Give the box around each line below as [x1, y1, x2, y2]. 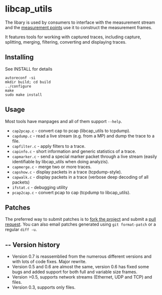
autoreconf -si [5, 75, 36, 80]
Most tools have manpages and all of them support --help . [5, 118, 122, 124]
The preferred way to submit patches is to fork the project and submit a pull [5, 217, 156, 222]
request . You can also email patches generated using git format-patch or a [5, 221, 156, 227]
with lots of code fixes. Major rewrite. [12, 259, 87, 264]
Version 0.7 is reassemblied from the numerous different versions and [12, 253, 152, 260]
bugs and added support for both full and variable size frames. [12, 269, 138, 275]
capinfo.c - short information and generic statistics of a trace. [12, 148, 136, 154]
